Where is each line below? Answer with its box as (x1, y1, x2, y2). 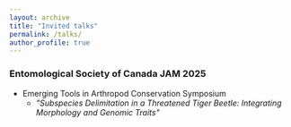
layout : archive (9, 13, 70, 22)
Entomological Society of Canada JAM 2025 (9, 68, 207, 80)
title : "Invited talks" (9, 21, 99, 30)
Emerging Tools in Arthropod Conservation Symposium (22, 88, 226, 98)
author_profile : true (9, 38, 91, 47)
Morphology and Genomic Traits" (35, 106, 160, 117)
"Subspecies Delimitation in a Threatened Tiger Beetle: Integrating (35, 97, 282, 108)
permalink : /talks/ (9, 30, 83, 38)
